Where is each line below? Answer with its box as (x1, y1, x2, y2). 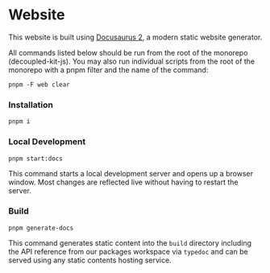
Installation (8, 99, 54, 110)
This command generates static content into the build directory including (8, 238, 252, 247)
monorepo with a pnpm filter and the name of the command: (8, 64, 209, 74)
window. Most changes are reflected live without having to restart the (8, 177, 239, 187)
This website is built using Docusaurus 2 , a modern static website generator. (8, 32, 263, 42)
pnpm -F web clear (8, 81, 70, 89)
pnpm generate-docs (8, 224, 74, 232)
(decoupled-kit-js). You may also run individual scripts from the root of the (8, 56, 255, 66)
